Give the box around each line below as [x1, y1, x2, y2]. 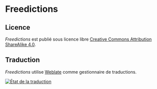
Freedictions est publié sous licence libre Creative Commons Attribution [5, 36, 152, 42]
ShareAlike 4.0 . [5, 42, 36, 47]
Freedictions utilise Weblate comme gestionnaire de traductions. [5, 69, 137, 75]
